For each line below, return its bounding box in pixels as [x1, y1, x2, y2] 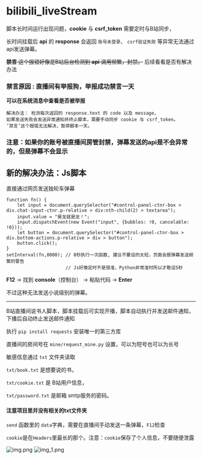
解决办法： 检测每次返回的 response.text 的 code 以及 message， [6, 110, 159, 116]
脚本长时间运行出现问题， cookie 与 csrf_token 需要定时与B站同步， [6, 25, 175, 32]
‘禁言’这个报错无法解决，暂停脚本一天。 [6, 123, 93, 129]
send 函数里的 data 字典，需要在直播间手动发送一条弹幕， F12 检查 [6, 421, 165, 429]
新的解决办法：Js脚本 [6, 168, 87, 178]
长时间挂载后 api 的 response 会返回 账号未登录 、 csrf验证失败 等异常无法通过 [6, 37, 194, 45]
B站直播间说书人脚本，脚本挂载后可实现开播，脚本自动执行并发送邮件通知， [6, 307, 194, 314]
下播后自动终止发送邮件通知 [6, 315, 75, 322]
